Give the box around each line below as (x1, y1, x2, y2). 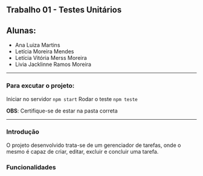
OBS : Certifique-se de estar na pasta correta (6, 107, 118, 114)
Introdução (6, 128, 39, 136)
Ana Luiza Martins (14, 42, 60, 49)
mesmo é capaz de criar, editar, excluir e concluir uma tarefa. (6, 148, 159, 155)
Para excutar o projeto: (6, 82, 75, 90)
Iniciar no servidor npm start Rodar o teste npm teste (6, 95, 138, 102)
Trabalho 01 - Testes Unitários (6, 5, 122, 15)
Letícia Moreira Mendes (14, 48, 74, 55)
